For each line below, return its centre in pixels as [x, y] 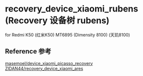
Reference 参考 [28, 51]
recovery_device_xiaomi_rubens [71, 9]
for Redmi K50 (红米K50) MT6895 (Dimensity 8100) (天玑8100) [68, 35]
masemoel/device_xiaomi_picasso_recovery [49, 63]
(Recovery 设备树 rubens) [57, 21]
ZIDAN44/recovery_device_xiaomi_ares [44, 68]
